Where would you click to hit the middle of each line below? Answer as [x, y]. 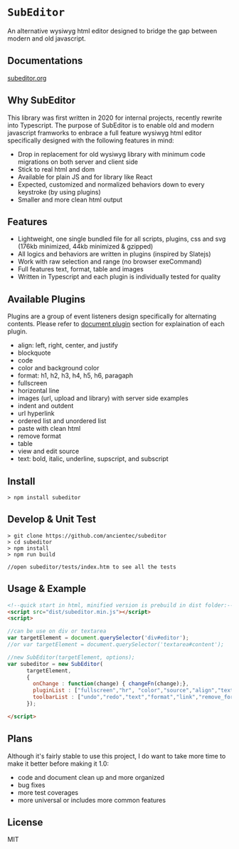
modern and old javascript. [47, 38]
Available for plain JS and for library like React [85, 177]
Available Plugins [46, 299]
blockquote [34, 353]
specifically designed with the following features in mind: [91, 140]
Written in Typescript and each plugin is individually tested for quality [119, 277]
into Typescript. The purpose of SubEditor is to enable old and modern [111, 125]
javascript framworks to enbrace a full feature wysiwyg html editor [105, 132]
